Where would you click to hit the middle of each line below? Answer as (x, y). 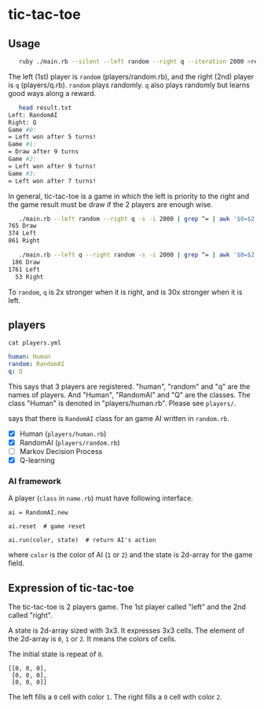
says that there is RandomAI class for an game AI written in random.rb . (119, 418)
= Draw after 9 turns (44, 152)
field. (16, 563)
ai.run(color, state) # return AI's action (82, 541)
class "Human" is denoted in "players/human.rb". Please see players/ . (122, 403)
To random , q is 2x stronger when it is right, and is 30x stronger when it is (125, 292)
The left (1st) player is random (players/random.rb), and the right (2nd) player (131, 76)
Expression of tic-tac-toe (71, 588)
